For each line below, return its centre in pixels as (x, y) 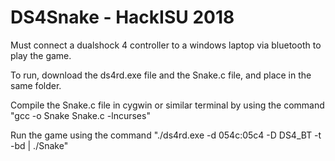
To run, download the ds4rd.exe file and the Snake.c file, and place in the (161, 75)
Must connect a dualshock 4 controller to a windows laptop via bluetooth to (166, 45)
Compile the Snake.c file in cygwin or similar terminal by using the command (167, 105)
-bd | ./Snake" (39, 145)
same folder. (36, 85)
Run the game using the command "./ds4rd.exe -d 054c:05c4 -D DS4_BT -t (166, 135)
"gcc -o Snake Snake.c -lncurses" (80, 115)
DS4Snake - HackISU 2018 (122, 17)
